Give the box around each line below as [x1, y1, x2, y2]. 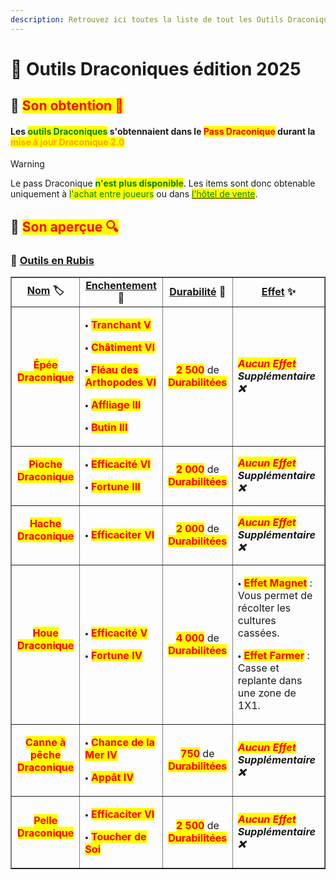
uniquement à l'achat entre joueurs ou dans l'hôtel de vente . [10, 188, 258, 200]
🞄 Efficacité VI [84, 457, 151, 471]
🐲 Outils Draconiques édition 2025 [10, 57, 302, 80]
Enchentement [85, 279, 157, 293]
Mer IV [84, 748, 118, 762]
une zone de [237, 686, 297, 700]
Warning [10, 158, 45, 170]
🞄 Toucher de [84, 830, 147, 844]
